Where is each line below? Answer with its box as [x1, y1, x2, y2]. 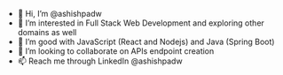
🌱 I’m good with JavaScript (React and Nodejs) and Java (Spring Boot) [17, 36, 275, 47]
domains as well [17, 27, 77, 37]
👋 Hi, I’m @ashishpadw [17, 9, 102, 19]
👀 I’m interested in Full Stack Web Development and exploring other [17, 18, 264, 28]
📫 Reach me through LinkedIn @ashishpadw [17, 56, 184, 66]
